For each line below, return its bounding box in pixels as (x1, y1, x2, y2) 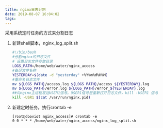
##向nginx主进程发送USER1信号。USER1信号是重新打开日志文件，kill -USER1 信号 (12, 91, 159, 96)
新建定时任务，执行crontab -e (12, 105, 72, 110)
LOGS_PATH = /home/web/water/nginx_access (12, 64, 95, 68)
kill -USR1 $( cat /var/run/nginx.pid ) (12, 95, 91, 100)
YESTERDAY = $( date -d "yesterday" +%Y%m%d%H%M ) (12, 72, 108, 78)
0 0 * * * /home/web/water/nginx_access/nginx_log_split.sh (12, 118, 136, 123)
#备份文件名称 (12, 68, 36, 73)
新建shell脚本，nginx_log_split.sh (12, 40, 79, 46)
